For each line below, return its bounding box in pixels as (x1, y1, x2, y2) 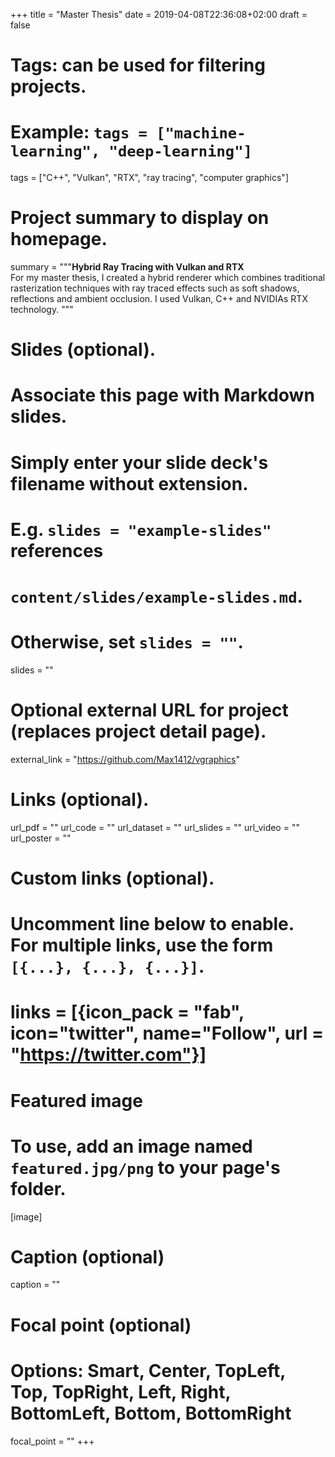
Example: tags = (10, 121, 148, 144)
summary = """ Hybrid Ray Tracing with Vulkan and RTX (10, 261, 245, 273)
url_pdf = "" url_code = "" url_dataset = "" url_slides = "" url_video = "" (10, 821, 300, 833)
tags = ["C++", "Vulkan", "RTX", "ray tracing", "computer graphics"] (10, 172, 289, 184)
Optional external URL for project (10, 699, 289, 722)
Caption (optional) (10, 1245, 165, 1268)
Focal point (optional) (10, 1314, 192, 1336)
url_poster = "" (10, 832, 72, 844)
